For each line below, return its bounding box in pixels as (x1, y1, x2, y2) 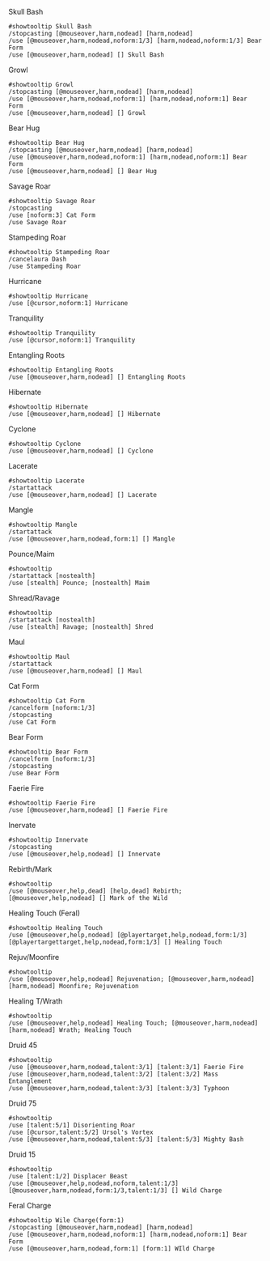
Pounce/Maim (8, 550, 55, 558)
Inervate (8, 821, 36, 830)
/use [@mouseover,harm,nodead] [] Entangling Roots (8, 373, 186, 381)
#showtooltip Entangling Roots (8, 366, 114, 374)
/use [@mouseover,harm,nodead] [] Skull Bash (8, 51, 164, 59)
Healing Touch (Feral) (8, 908, 81, 918)
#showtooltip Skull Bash (8, 23, 92, 31)
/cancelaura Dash (8, 255, 67, 263)
